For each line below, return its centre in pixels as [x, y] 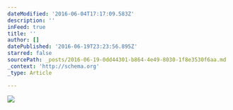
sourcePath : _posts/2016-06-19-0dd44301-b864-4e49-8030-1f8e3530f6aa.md [117, 60]
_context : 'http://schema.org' [53, 66]
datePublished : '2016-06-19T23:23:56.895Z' [73, 47]
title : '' [22, 33]
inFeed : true [27, 27]
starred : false [30, 54]
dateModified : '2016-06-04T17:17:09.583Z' [71, 14]
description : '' [31, 20]
